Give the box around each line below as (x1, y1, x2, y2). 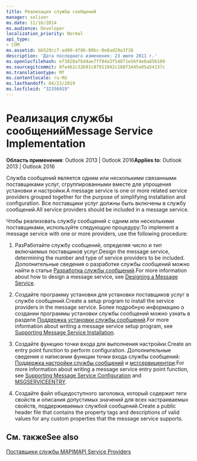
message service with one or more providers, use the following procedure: (6, 230, 188, 237)
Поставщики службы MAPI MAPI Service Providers (6, 448, 131, 455)
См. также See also (6, 432, 79, 443)
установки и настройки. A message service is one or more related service (6, 187, 188, 194)
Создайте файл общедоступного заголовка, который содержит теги (14, 390, 187, 397)
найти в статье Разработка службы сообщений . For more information (14, 267, 188, 274)
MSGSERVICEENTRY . (14, 378, 67, 385)
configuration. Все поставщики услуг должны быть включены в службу (6, 200, 186, 207)
